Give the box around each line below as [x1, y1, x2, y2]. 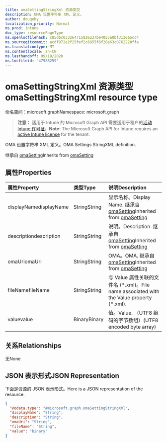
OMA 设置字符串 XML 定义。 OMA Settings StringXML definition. [5, 142, 136, 148]
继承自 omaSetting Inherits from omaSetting [5, 152, 93, 158]
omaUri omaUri [7, 258, 42, 265]
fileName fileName [7, 287, 50, 293]
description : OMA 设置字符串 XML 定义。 [5, 12, 84, 17]
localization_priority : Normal [5, 21, 70, 26]
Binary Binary [74, 316, 104, 323]
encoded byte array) [108, 324, 157, 330]
